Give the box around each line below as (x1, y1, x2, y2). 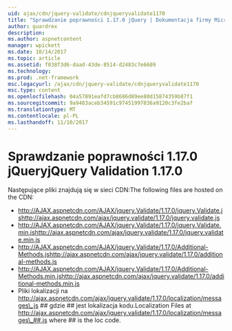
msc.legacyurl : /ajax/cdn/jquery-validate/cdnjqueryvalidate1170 (8, 81, 199, 87)
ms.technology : (8, 67, 52, 74)
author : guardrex (8, 23, 58, 30)
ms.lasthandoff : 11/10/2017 (8, 118, 89, 126)
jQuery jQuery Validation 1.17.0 (8, 163, 183, 179)
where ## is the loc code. (48, 316, 121, 324)
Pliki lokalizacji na (17, 287, 68, 295)
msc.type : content (8, 87, 61, 94)
